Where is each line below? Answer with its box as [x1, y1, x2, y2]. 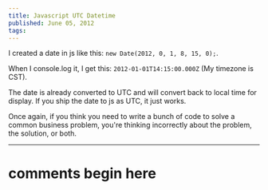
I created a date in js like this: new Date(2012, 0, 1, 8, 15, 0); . [8, 49, 219, 58]
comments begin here [8, 164, 157, 182]
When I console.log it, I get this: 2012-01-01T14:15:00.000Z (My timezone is [8, 64, 254, 73]
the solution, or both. [8, 129, 77, 138]
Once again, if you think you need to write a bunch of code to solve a [8, 112, 235, 121]
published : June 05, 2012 [8, 19, 94, 27]
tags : [8, 26, 26, 34]
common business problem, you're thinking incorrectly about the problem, [8, 121, 253, 130]
